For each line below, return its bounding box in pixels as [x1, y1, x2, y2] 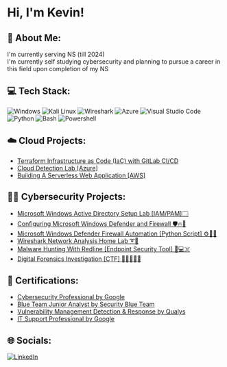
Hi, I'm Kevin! [7, 5, 84, 21]
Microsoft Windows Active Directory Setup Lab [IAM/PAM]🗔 [16, 210, 189, 218]
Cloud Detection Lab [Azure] [16, 164, 98, 172]
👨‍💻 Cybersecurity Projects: [7, 191, 126, 203]
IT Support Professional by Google [16, 315, 115, 323]
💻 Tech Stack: [7, 86, 71, 97]
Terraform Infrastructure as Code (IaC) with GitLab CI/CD [16, 156, 179, 165]
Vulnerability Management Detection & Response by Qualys [16, 307, 186, 316]
